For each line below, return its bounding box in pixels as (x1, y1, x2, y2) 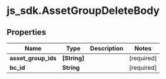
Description (90, 45, 124, 52)
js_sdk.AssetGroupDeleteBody (6, 4, 160, 17)
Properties (6, 27, 46, 37)
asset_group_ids (9, 54, 57, 62)
